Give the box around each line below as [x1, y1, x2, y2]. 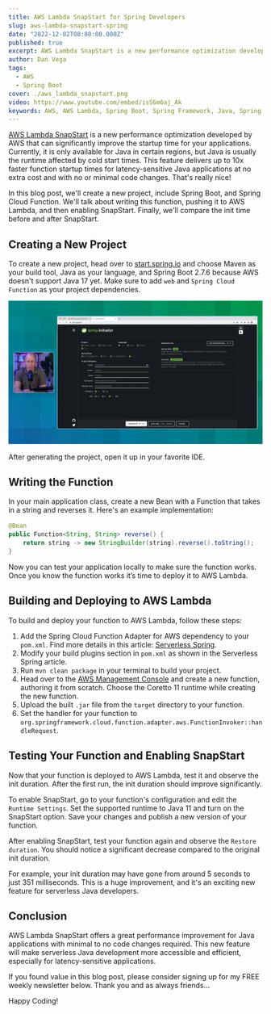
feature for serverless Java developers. [8, 886, 140, 895]
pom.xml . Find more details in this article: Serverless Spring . [19, 639, 217, 649]
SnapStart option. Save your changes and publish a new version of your [8, 811, 248, 821]
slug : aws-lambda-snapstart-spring [8, 21, 128, 30]
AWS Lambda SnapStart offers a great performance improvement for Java [8, 931, 255, 941]
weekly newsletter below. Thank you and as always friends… [8, 981, 211, 991]
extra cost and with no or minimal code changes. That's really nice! [8, 173, 231, 182]
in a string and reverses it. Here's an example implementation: [8, 505, 214, 515]
